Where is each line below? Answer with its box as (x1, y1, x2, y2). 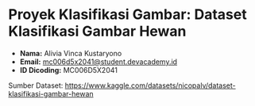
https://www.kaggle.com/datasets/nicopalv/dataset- (64, 81, 236, 90)
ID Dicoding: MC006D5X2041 (19, 65, 118, 74)
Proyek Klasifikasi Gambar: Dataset (8, 6, 248, 24)
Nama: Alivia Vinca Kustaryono (19, 48, 122, 58)
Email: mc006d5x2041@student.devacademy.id (19, 57, 177, 66)
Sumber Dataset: (8, 81, 64, 90)
